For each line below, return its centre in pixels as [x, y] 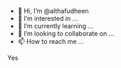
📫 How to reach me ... [51, 41]
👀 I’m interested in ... [48, 18]
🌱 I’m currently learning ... [56, 26]
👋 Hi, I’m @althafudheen [53, 11]
